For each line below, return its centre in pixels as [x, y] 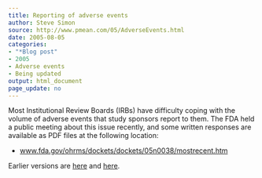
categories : [28, 45]
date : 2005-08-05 [37, 37]
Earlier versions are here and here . [64, 166]
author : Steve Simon [42, 23]
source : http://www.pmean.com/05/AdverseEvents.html [96, 30]
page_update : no [35, 88]
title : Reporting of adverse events [68, 15]
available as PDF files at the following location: [83, 136]
